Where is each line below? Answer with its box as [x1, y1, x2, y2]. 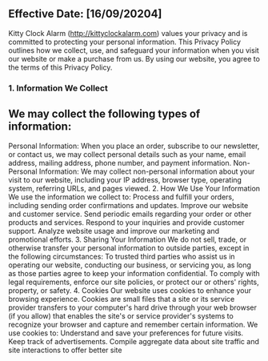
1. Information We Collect [8, 82, 108, 94]
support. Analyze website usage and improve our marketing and [8, 226, 220, 235]
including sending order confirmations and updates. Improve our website [8, 200, 249, 210]
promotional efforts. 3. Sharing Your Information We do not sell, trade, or [8, 235, 247, 244]
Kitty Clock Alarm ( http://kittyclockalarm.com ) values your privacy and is [8, 28, 248, 38]
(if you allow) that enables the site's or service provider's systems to [8, 311, 234, 320]
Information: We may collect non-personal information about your [38, 166, 255, 176]
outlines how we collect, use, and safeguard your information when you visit [8, 45, 260, 55]
